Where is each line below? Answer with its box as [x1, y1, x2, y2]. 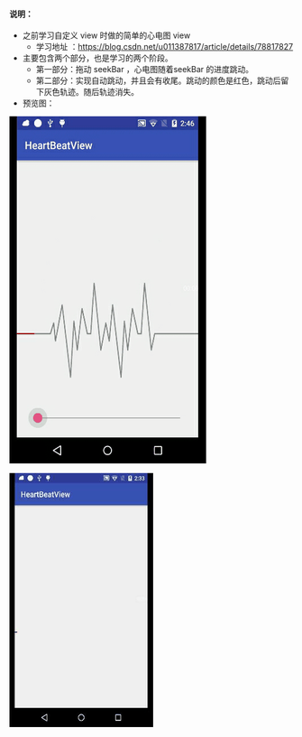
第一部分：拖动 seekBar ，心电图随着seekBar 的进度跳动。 [35, 64, 254, 75]
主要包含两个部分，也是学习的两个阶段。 [22, 52, 173, 63]
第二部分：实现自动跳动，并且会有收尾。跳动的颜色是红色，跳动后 [35, 75, 281, 86]
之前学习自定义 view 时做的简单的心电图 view [22, 30, 191, 41]
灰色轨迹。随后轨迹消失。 [43, 87, 140, 98]
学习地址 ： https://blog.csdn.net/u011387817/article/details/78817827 [35, 42, 294, 52]
